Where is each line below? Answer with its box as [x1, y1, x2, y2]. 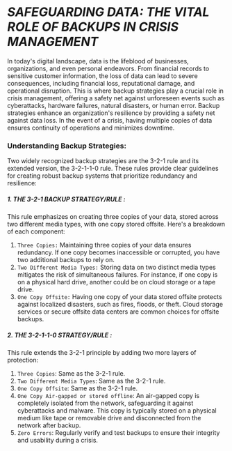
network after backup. [17, 421, 81, 429]
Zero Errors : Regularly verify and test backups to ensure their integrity [17, 429, 220, 437]
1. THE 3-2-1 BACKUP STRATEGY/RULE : [7, 194, 126, 203]
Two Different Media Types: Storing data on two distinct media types [17, 263, 217, 272]
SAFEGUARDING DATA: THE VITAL [7, 4, 210, 20]
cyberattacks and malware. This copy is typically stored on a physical [17, 406, 217, 415]
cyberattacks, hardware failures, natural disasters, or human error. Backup [7, 101, 220, 109]
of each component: [7, 227, 65, 236]
